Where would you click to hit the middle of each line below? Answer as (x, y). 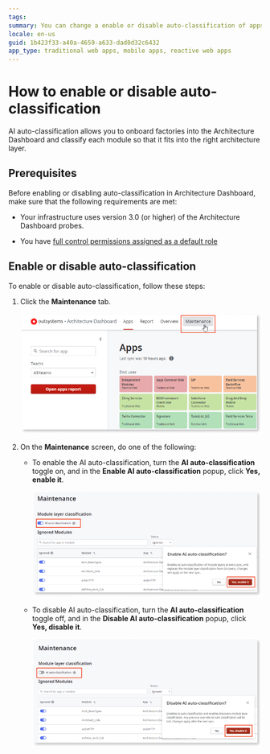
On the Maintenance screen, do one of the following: (108, 447)
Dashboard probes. (52, 225)
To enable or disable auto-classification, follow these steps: (107, 286)
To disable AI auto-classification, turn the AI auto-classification (138, 610)
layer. (17, 148)
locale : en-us (32, 34)
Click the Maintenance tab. (65, 301)
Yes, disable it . (57, 627)
